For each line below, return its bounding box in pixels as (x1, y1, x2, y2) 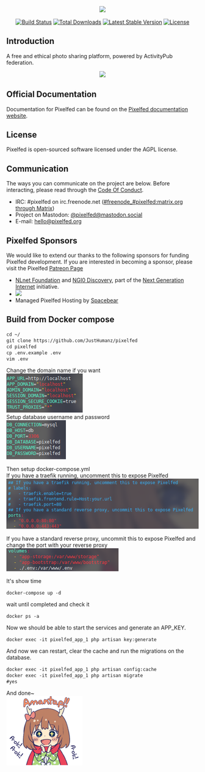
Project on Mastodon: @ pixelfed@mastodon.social (15, 211, 143, 218)
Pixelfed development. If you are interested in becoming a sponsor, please (6, 258, 193, 265)
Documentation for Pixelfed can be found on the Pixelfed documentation (6, 105, 188, 113)
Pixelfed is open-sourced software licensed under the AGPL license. (6, 146, 178, 153)
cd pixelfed (6, 343, 37, 350)
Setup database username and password (6, 413, 110, 420)
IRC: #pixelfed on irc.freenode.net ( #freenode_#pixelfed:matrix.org (15, 198, 183, 206)
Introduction (6, 36, 55, 46)
